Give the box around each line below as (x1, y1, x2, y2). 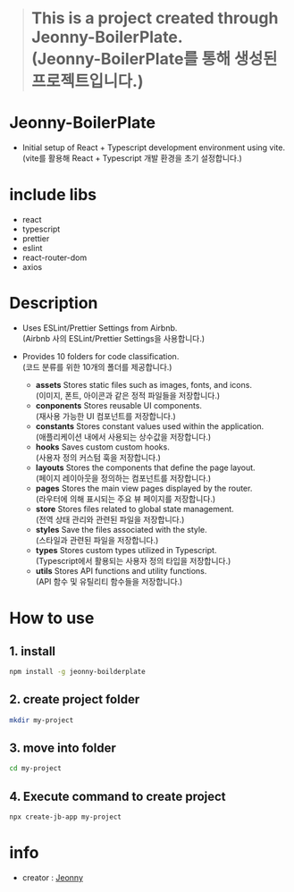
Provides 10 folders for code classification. (21, 351, 180, 361)
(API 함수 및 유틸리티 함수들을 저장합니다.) (35, 576, 183, 586)
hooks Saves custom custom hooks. (35, 442, 170, 452)
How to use (9, 608, 95, 628)
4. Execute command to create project (9, 788, 226, 804)
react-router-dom (21, 252, 88, 263)
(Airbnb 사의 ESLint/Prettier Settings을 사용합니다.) (21, 333, 206, 343)
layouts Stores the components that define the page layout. (35, 462, 256, 473)
